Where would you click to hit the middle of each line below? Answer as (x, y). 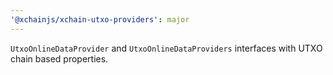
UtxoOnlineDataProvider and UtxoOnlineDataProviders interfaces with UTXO (166, 48)
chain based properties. (59, 58)
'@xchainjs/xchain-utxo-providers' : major (100, 19)
